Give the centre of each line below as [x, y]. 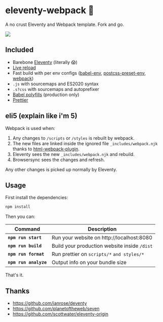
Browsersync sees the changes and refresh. [59, 159]
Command [27, 229]
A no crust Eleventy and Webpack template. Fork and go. [65, 24]
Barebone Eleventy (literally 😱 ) [45, 62]
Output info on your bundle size [89, 263]
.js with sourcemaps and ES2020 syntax [55, 84]
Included [19, 50]
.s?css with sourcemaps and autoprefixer [56, 89]
